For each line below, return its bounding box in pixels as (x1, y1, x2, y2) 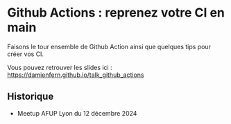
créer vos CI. (7, 50, 44, 58)
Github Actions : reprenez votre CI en (7, 5, 225, 21)
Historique (7, 91, 54, 103)
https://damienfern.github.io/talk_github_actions (7, 71, 144, 79)
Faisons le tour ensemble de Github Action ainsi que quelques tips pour (7, 42, 212, 51)
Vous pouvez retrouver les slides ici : (7, 63, 112, 71)
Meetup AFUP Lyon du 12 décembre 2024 (17, 109, 137, 117)
